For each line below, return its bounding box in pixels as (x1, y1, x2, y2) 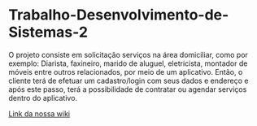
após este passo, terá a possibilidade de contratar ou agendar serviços (8, 84, 247, 94)
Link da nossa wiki (8, 108, 71, 119)
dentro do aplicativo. (8, 93, 78, 102)
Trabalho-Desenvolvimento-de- (8, 6, 229, 24)
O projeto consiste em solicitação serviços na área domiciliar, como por (8, 50, 248, 59)
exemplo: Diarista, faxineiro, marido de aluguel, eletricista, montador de (8, 59, 248, 68)
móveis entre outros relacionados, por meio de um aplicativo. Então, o (8, 67, 243, 76)
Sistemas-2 (8, 23, 88, 41)
